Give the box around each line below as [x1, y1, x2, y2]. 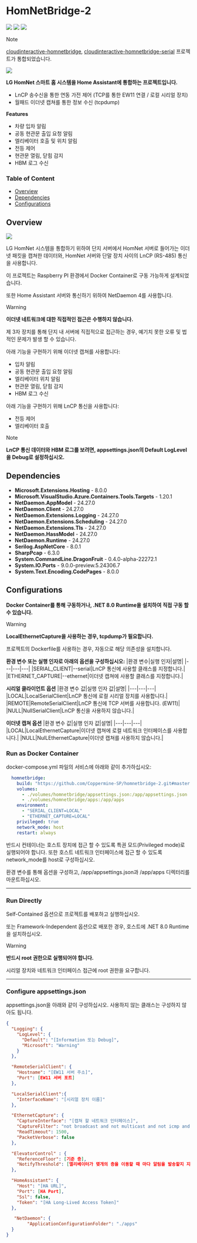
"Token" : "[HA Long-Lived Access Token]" [16, 1199, 119, 1205]
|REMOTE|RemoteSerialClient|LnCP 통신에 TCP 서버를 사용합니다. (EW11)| [6, 699, 181, 707]
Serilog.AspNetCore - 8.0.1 [14, 543, 81, 550]
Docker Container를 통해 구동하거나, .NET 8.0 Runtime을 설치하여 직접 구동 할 [6, 601, 189, 609]
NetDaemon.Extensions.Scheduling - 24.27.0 [14, 518, 127, 525]
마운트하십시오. [6, 876, 41, 883]
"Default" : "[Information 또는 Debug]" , [21, 1037, 120, 1043]
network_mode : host [16, 824, 64, 830]
